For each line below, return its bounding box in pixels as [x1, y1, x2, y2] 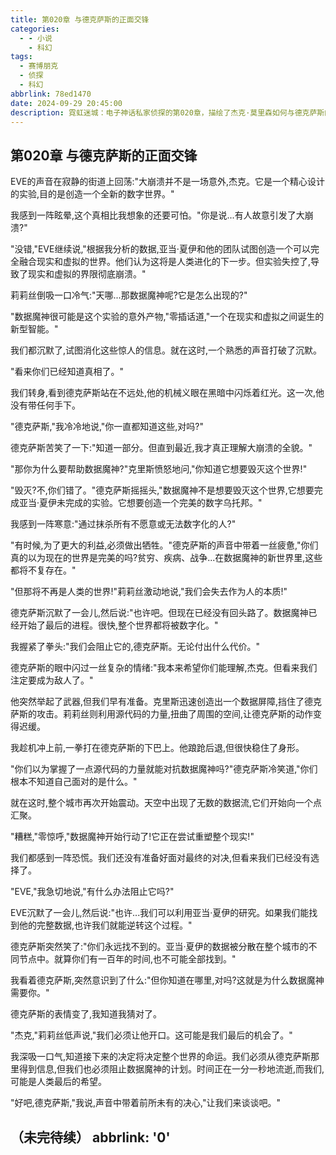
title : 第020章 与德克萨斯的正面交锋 [10, 14, 150, 25]
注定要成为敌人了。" [10, 674, 94, 686]
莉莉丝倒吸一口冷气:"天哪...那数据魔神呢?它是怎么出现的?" [10, 289, 248, 301]
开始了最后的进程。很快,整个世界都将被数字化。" [18, 619, 219, 631]
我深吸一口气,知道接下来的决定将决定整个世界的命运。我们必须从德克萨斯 [10, 1051, 312, 1063]
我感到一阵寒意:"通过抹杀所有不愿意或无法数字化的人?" [10, 518, 237, 530]
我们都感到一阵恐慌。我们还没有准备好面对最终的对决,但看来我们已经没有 [10, 852, 312, 864]
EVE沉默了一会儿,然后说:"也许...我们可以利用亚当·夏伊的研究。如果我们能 [10, 907, 310, 919]
